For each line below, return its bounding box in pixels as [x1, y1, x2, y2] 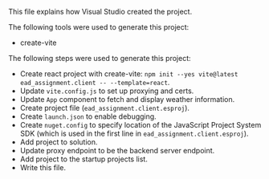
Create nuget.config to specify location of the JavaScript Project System [19, 120, 262, 129]
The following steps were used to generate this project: [8, 54, 191, 63]
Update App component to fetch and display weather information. [19, 95, 235, 104]
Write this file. [19, 163, 67, 172]
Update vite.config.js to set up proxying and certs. [19, 86, 194, 96]
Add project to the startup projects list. [19, 154, 149, 164]
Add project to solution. [19, 137, 98, 147]
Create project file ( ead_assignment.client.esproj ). [19, 104, 190, 112]
